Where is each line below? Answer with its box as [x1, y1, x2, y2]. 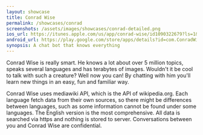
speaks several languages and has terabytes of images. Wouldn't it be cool [6, 65, 193, 72]
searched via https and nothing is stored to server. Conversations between [6, 115, 192, 122]
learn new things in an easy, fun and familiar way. [6, 78, 129, 85]
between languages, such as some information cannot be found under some [6, 102, 196, 110]
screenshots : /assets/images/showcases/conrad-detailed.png [6, 25, 161, 32]
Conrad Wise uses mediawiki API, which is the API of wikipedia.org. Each [6, 90, 188, 97]
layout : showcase [6, 8, 50, 15]
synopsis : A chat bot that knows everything [6, 43, 120, 49]
